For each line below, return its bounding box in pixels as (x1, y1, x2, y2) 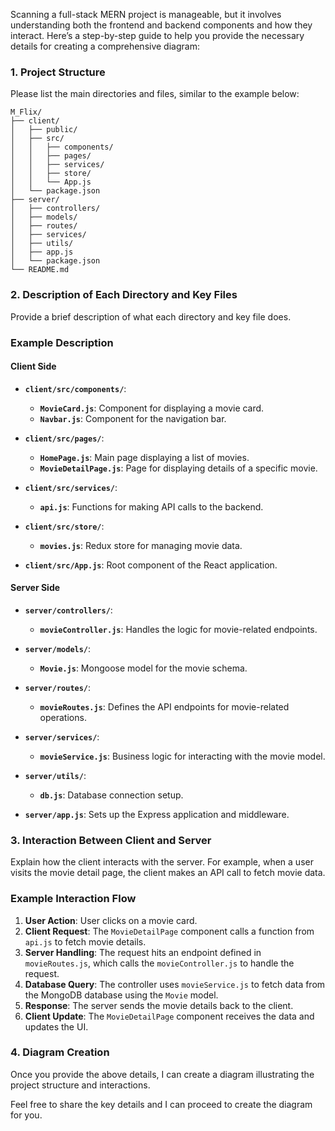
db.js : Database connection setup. (39, 789, 184, 801)
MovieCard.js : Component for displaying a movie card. (39, 402, 265, 414)
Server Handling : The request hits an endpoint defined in (24, 946, 262, 958)
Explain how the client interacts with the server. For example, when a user (10, 856, 314, 868)
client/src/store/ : (24, 520, 105, 532)
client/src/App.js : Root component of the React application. (24, 559, 278, 571)
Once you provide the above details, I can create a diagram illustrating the (10, 1068, 315, 1080)
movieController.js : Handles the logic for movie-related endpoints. (39, 623, 318, 635)
